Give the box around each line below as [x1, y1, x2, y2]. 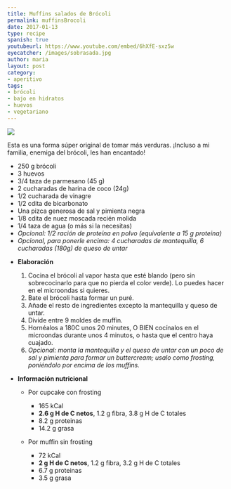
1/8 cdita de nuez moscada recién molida [17, 214, 137, 222]
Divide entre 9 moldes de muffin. [27, 315, 123, 324]
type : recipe [7, 30, 46, 37]
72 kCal [38, 451, 61, 459]
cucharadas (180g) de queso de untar [17, 244, 128, 252]
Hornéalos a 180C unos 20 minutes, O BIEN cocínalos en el [27, 323, 199, 332]
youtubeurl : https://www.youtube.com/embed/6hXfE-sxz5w [7, 43, 174, 50]
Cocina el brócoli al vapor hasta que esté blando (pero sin [27, 271, 195, 280]
